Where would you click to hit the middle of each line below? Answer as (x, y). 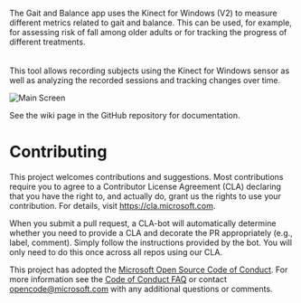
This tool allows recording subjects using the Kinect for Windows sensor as (150, 71)
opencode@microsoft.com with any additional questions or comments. (141, 289)
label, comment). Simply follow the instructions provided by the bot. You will (150, 242)
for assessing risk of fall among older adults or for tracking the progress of (148, 32)
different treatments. (47, 42)
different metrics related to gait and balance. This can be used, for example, (150, 23)
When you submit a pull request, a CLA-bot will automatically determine (143, 223)
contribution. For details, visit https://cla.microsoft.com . (113, 205)
